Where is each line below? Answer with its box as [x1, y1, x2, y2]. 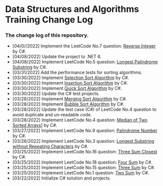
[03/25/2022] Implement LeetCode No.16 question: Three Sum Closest [12, 149, 158, 155]
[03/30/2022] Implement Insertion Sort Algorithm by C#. [12, 80, 128, 86]
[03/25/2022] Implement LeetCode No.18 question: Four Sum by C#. [12, 159, 153, 165]
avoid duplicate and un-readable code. [12, 112, 92, 118]
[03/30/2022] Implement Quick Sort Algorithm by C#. [12, 86, 122, 92]
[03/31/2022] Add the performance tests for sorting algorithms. [12, 70, 143, 76]
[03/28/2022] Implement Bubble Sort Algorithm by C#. [12, 101, 125, 107]
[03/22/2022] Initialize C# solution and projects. [12, 175, 111, 181]
